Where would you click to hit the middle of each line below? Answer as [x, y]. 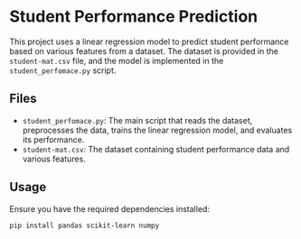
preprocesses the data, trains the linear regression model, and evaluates [157, 130]
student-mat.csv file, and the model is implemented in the [117, 60]
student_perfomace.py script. [63, 70]
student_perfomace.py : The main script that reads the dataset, [137, 120]
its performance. [53, 139]
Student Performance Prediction [134, 17]
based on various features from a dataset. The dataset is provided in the [144, 51]
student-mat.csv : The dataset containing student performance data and [156, 149]
